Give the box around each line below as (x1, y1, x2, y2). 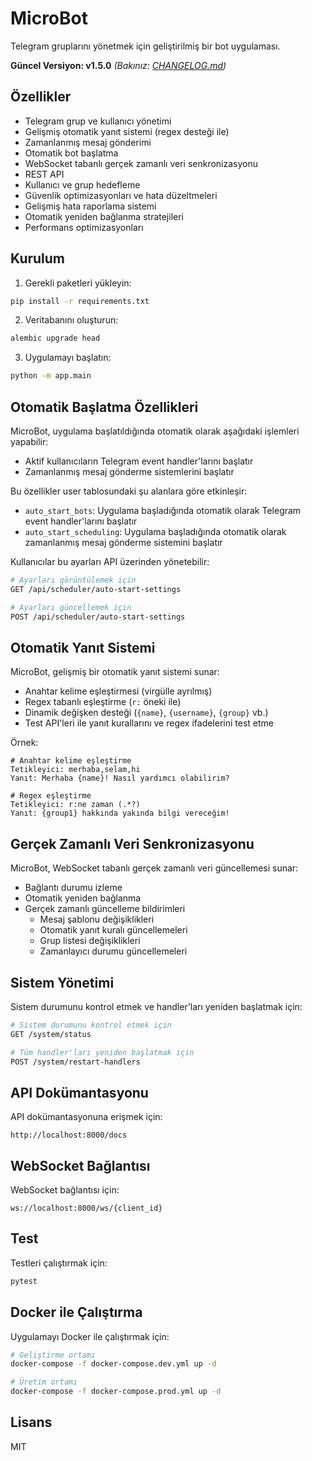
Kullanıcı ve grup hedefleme (24, 178, 141, 191)
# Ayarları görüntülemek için (10, 575, 137, 585)
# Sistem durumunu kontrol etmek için (10, 1020, 172, 1030)
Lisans (10, 1414, 53, 1431)
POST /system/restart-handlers (10, 1057, 141, 1067)
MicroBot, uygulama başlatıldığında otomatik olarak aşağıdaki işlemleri (10, 425, 300, 437)
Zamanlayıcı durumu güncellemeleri (39, 945, 188, 957)
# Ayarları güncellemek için (10, 602, 132, 612)
